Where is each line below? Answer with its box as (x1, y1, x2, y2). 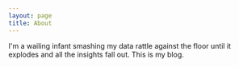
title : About (8, 19, 52, 27)
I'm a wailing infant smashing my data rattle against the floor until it (8, 41, 232, 50)
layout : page (8, 11, 52, 20)
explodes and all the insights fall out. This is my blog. (8, 49, 184, 59)
